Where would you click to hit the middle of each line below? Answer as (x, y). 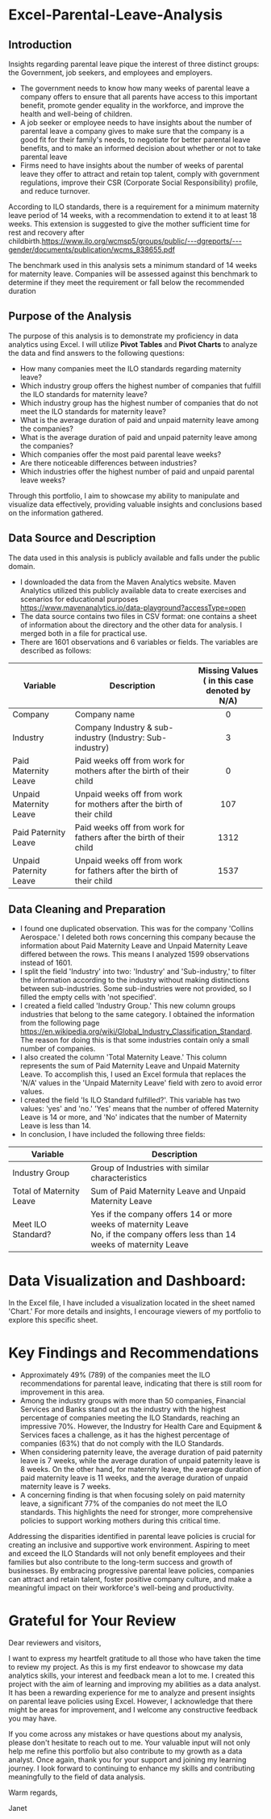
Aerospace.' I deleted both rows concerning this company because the (138, 937)
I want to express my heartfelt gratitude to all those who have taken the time (135, 1658)
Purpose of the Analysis (70, 316)
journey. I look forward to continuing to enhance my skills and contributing (132, 1768)
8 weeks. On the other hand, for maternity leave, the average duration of (140, 1470)
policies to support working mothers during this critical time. (120, 1521)
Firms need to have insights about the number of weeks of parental (131, 165)
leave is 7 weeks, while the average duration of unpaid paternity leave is (140, 1461)
